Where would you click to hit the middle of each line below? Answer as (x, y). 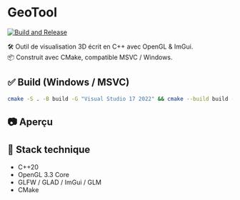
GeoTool (32, 12)
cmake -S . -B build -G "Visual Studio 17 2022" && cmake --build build (118, 99)
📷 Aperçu (30, 122)
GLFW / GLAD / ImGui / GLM (60, 182)
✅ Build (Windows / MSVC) (69, 82)
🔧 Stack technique (49, 150)
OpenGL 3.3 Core (44, 174)
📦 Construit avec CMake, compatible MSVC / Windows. (90, 57)
